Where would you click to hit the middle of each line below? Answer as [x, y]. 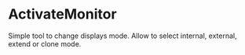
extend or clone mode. [45, 43]
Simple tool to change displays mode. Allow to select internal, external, [122, 36]
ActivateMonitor [62, 14]
